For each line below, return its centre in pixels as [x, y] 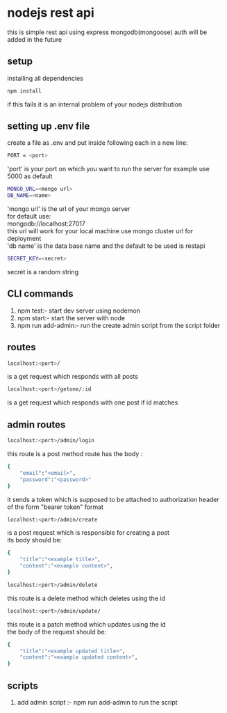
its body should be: [35, 540]
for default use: [29, 217]
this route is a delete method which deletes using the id [86, 598]
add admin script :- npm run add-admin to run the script [98, 702]
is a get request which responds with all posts [73, 377]
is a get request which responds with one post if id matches [93, 402]
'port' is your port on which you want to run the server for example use [109, 169]
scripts [23, 685]
